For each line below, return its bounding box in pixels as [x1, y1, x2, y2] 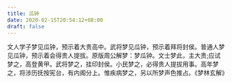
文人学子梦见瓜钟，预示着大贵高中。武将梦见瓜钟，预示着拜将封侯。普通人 [7, 43, 219, 51]
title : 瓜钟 [7, 10, 39, 17]
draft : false [7, 23, 45, 30]
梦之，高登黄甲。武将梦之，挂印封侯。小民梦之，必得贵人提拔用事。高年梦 [7, 60, 219, 68]
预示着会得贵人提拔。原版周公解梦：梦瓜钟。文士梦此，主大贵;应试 [30, 51, 221, 59]
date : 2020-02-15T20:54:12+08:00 [7, 17, 104, 24]
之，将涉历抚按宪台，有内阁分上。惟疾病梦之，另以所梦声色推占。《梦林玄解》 [7, 68, 228, 77]
